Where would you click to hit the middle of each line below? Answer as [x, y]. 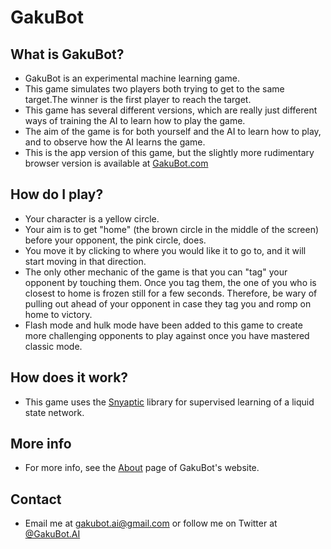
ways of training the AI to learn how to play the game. [135, 120]
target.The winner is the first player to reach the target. [138, 99]
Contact [36, 499]
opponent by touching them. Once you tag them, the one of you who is [170, 282]
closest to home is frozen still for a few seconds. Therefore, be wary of [171, 293]
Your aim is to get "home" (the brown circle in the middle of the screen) [172, 229]
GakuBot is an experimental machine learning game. [132, 78]
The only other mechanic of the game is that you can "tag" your [156, 272]
